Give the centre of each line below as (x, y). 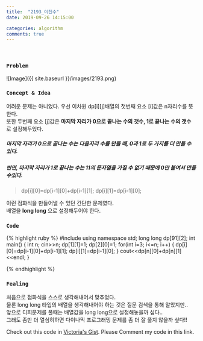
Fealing (17, 284)
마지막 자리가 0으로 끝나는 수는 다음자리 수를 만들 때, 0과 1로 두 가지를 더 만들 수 (99, 144)
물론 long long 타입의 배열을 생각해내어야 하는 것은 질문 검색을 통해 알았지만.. (97, 304)
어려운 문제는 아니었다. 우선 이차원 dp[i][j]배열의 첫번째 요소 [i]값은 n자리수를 (97, 106)
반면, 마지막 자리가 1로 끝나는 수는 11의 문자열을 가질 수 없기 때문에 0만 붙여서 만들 (101, 167)
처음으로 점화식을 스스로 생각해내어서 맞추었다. (61, 297)
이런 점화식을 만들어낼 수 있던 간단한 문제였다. (60, 203)
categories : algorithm (35, 28)
